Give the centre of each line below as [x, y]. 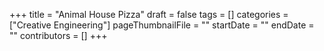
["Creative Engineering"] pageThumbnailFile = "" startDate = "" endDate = [162, 25]
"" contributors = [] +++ [58, 35]
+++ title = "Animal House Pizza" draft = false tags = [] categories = [149, 14]
